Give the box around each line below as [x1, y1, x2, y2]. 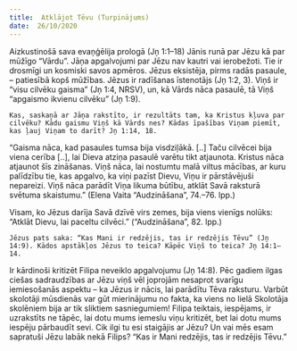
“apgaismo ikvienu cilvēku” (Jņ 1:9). [9, 93, 141, 104]
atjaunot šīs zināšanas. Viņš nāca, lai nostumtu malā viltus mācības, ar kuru [9, 161, 286, 171]
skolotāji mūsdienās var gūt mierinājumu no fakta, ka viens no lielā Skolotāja [9, 293, 288, 304]
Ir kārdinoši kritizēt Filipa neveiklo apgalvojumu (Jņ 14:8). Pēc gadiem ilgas [9, 264, 283, 275]
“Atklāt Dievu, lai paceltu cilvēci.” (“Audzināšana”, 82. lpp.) [9, 216, 223, 227]
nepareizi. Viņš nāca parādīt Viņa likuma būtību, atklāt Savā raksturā [9, 180, 260, 190]
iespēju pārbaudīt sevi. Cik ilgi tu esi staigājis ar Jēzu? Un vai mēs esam [9, 322, 274, 332]
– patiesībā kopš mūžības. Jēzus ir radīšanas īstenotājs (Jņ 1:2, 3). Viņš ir [9, 74, 279, 85]
